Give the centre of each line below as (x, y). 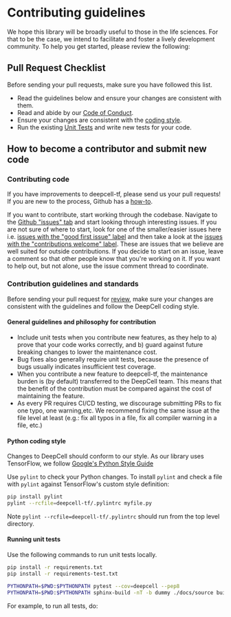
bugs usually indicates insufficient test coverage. (86, 366)
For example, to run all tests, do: (53, 606)
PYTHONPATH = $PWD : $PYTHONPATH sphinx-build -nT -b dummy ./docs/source (110, 593)
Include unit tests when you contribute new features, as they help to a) (117, 337)
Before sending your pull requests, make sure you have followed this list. (110, 85)
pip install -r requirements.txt (55, 567)
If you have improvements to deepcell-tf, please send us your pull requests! (114, 194)
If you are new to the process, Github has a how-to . (80, 202)
